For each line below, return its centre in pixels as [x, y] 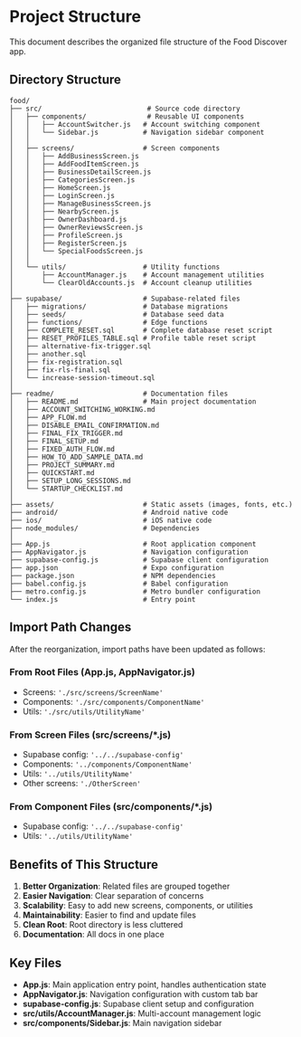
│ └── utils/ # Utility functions [115, 267]
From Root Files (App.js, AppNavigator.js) [103, 672]
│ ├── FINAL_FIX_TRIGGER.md [66, 433]
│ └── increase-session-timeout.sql [82, 377]
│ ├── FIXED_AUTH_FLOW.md [62, 449]
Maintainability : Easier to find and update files [109, 915]
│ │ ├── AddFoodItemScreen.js [75, 164]
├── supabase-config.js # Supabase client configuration [139, 560]
